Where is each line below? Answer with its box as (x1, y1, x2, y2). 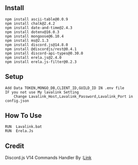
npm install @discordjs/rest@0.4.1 (5, 46, 77, 52)
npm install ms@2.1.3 (5, 38, 49, 43)
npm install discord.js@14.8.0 (5, 42, 68, 47)
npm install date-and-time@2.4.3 (5, 25, 73, 30)
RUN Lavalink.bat (5, 124, 42, 129)
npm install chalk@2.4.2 (5, 21, 55, 26)
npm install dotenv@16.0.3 (5, 29, 60, 35)
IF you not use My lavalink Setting (5, 90, 79, 94)
